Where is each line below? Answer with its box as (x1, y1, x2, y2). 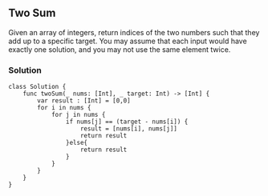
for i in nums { (37, 104, 91, 112)
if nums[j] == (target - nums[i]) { (65, 118, 189, 126)
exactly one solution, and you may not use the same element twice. (8, 44, 231, 54)
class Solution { (8, 83, 67, 91)
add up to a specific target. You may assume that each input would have (8, 36, 247, 46)
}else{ (65, 139, 88, 147)
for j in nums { (51, 111, 106, 119)
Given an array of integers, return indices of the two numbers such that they (8, 27, 260, 37)
